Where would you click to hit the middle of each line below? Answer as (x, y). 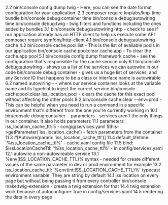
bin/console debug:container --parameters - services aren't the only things (84, 116)
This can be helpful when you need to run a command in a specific (75, 105)
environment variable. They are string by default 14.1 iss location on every (82, 175)
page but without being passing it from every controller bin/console (76, 181)
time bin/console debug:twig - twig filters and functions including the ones (83, 23)
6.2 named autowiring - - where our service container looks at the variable (83, 83)
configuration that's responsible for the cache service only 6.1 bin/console (83, 61)
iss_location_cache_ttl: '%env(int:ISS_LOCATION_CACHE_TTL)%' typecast (83, 170)
